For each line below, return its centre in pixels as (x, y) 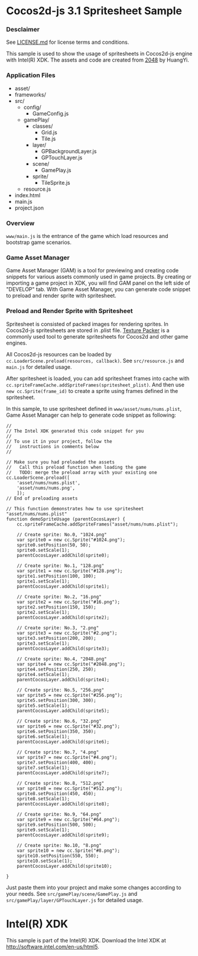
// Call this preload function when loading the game (76, 467)
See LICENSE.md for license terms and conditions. (68, 42)
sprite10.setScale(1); (45, 861)
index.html (27, 195)
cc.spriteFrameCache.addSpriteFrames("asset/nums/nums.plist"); (98, 524)
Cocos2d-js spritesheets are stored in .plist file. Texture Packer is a (88, 330)
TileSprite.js (56, 182)
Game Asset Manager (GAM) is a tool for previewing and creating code (92, 271)
